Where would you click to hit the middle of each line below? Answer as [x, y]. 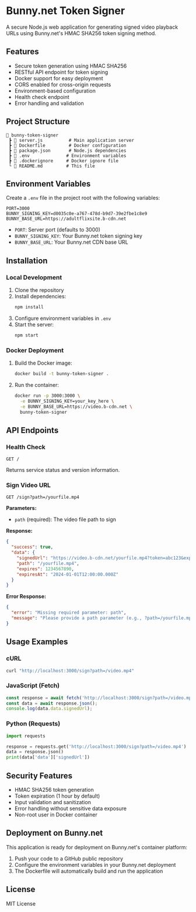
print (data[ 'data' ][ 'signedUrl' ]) [48, 757]
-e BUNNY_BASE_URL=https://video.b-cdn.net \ [76, 406]
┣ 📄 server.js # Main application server [71, 140]
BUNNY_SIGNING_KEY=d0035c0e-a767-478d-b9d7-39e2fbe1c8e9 [77, 214]
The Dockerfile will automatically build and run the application [89, 871]
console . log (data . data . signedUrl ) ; [49, 709]
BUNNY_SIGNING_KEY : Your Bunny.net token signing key [78, 236]
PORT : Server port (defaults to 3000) [57, 230]
